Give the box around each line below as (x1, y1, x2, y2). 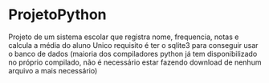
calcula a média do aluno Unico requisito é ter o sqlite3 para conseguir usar (8, 40, 259, 49)
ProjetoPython (8, 6, 107, 24)
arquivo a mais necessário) (8, 65, 98, 75)
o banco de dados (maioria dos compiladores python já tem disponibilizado (8, 49, 258, 58)
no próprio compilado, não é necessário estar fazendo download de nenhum (8, 57, 262, 67)
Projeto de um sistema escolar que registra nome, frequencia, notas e (8, 32, 239, 41)
